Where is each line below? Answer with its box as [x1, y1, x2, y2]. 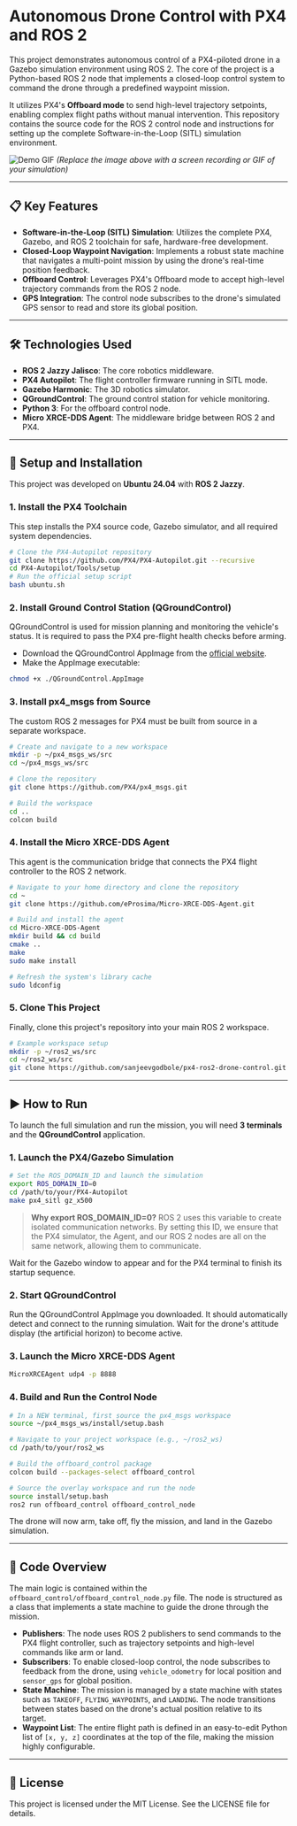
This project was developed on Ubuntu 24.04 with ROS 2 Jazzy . [9, 479, 246, 489]
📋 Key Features [9, 199, 99, 214]
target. [21, 1713, 47, 1723]
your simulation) [9, 164, 69, 174]
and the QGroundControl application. [9, 1129, 146, 1140]
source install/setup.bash [9, 1491, 109, 1501]
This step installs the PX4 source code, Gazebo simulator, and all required [9, 520, 278, 532]
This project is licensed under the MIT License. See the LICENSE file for [9, 1799, 270, 1809]
